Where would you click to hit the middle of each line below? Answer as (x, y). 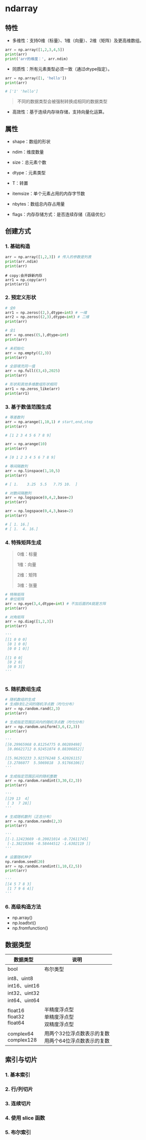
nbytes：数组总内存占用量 (38, 204)
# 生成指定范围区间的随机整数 (31, 776)
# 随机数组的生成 (20, 700)
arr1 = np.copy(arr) (26, 280)
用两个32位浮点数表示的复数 (77, 1033)
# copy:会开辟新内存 (24, 276)
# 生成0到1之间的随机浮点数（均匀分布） (40, 704)
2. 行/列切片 (19, 1089)
